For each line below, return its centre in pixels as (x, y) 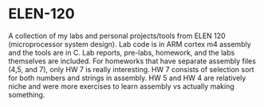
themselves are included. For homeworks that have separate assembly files (132, 61)
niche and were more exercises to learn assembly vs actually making (122, 86)
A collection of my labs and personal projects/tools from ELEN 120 (117, 36)
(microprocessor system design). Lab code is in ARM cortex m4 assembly (130, 44)
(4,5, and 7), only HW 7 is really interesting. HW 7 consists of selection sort (131, 69)
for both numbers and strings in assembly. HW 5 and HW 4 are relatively (127, 78)
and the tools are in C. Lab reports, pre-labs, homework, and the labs (122, 52)
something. (27, 94)
